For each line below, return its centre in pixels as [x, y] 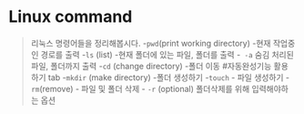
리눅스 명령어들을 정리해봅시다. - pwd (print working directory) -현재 [151, 43]
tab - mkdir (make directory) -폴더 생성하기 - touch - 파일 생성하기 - [169, 77]
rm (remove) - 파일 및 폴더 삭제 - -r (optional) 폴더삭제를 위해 [140, 88]
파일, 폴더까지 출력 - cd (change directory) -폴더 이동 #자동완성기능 [151, 66]
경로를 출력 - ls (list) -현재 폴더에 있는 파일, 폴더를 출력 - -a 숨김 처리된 [167, 54]
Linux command [71, 17]
